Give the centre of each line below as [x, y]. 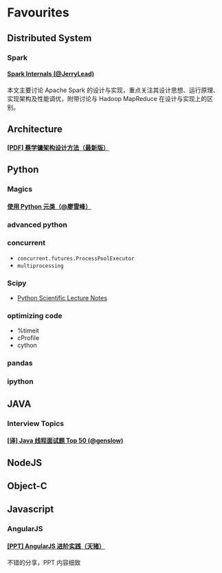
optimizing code [35, 316]
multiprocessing [40, 266]
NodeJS [25, 463]
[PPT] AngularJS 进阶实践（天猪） [56, 546]
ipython [21, 381]
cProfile [28, 338]
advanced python [37, 225]
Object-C [27, 486]
